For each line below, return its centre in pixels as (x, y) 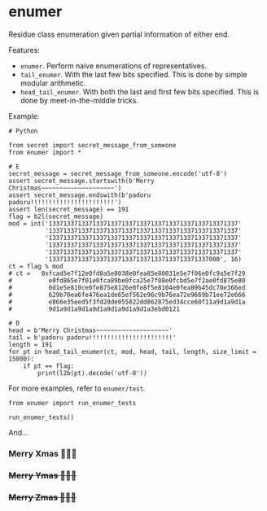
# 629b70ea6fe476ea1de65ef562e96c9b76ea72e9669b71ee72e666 (127, 295)
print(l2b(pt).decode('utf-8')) (93, 373)
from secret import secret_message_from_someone (92, 145)
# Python (23, 131)
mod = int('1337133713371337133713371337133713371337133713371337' (125, 223)
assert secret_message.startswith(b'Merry (81, 181)
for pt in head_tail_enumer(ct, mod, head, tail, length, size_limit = (132, 352)
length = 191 (31, 344)
